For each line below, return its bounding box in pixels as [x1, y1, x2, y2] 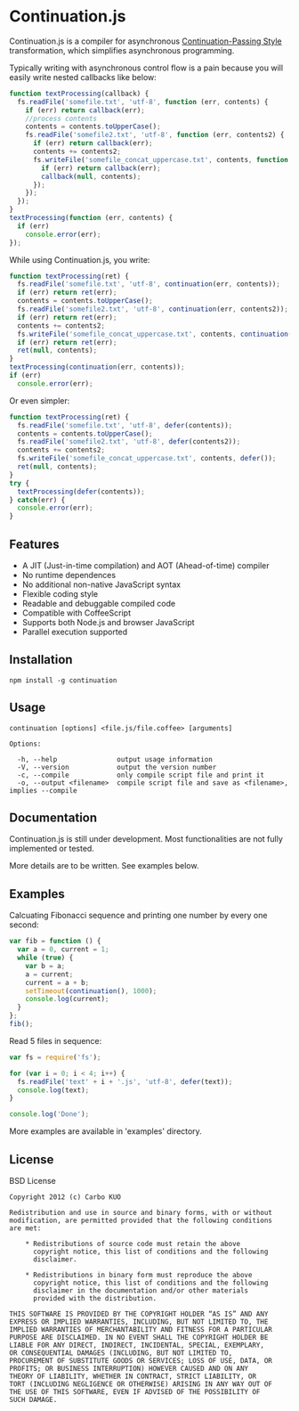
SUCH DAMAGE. [9, 1395, 58, 1404]
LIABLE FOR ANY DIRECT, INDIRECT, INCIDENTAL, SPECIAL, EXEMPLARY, [9, 1341, 265, 1350]
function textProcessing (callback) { [9, 89, 149, 98]
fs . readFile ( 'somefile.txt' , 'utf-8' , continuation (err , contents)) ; [17, 280, 280, 289]
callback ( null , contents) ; [41, 172, 141, 181]
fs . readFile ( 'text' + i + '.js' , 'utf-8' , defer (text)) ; [17, 1077, 233, 1086]
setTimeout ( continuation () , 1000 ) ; [25, 986, 158, 995]
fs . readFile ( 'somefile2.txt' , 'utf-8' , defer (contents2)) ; [17, 437, 241, 446]
